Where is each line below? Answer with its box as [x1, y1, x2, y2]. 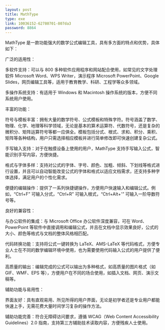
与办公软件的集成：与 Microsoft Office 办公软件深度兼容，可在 [5, 218, 131, 224]
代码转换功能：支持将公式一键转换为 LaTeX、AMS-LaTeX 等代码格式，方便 [5, 241, 156, 247]
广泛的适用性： [5, 56, 35, 62]
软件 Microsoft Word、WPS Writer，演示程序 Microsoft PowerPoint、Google [5, 73, 159, 79]
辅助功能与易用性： [5, 287, 44, 293]
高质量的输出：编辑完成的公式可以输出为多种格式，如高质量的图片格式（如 [5, 264, 156, 270]
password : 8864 [5, 26, 36, 31]
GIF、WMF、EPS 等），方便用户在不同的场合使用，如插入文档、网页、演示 [5, 270, 155, 276]
